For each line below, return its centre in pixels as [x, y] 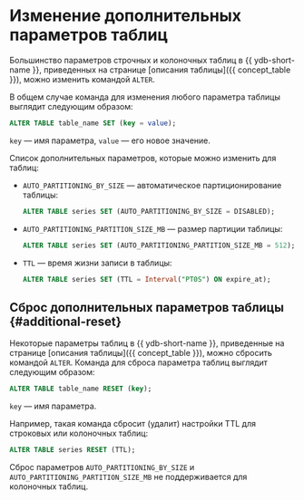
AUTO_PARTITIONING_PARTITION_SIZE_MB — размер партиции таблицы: [152, 228]
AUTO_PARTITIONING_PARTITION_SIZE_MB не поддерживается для [128, 477]
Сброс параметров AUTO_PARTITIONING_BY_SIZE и [102, 467]
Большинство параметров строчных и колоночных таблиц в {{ [131, 60]
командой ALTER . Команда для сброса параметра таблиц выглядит [138, 362]
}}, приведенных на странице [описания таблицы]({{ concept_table [162, 70]
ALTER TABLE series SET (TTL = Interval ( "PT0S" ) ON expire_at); [147, 279]
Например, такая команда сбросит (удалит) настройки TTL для [133, 424]
